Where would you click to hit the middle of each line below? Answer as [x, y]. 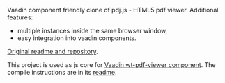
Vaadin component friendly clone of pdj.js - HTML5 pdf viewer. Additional [113, 10]
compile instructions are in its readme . [62, 72]
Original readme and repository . [53, 52]
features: [20, 17]
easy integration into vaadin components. [77, 38]
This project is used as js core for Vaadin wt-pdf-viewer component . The [111, 65]
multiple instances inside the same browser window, [92, 31]
